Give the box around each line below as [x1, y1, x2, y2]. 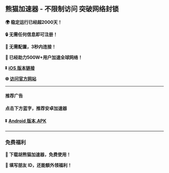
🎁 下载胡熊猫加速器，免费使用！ [5, 151, 71, 157]
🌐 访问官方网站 [5, 75, 37, 81]
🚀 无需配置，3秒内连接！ [5, 43, 56, 49]
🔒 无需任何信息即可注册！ [5, 31, 58, 37]
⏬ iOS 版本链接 [5, 65, 35, 71]
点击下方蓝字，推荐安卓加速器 [5, 105, 67, 111]
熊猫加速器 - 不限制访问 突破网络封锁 [5, 5, 119, 14]
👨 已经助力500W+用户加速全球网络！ [5, 54, 83, 60]
